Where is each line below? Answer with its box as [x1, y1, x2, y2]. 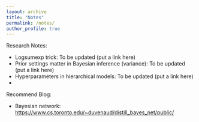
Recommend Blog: [6, 91, 52, 98]
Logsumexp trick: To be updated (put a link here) [14, 53, 136, 61]
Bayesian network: [14, 103, 61, 110]
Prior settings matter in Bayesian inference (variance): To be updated [14, 60, 186, 67]
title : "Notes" [6, 14, 44, 20]
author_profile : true [6, 25, 61, 32]
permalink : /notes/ [6, 20, 55, 26]
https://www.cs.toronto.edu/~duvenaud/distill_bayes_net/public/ [14, 109, 174, 116]
